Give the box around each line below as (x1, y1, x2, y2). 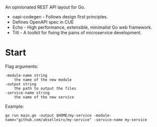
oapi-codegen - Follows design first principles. (12, 14, 108, 19)
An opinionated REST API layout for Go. (5, 4, 86, 10)
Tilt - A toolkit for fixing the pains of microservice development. (12, 30, 142, 35)
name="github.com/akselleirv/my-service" (5, 117, 92, 122)
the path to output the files (14, 86, 77, 91)
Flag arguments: (5, 63, 39, 69)
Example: (5, 103, 24, 109)
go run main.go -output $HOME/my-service (5, 113, 92, 118)
